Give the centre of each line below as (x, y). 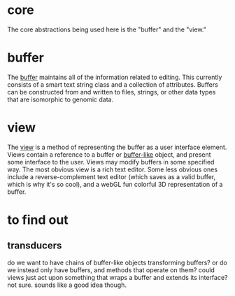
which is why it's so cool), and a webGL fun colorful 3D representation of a (115, 184)
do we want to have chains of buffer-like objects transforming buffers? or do (117, 262)
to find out (38, 220)
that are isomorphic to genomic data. (60, 99)
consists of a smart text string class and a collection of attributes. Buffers (113, 84)
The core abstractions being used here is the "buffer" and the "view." (107, 29)
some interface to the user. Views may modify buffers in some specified (111, 162)
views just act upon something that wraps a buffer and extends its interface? (118, 277)
